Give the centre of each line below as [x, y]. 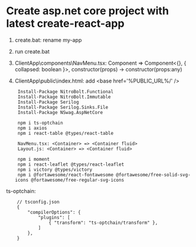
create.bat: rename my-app [48, 40]
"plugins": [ [54, 217]
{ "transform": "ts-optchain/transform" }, [103, 223]
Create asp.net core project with [88, 11]
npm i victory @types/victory [55, 170]
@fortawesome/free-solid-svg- [153, 175]
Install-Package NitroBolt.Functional [66, 91]
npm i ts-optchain [40, 123]
